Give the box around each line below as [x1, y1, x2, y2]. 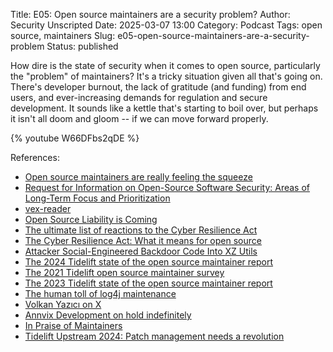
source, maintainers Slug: [10, 30, 116, 41]
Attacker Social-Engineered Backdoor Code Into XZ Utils [24, 245, 258, 257]
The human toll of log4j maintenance [24, 288, 177, 299]
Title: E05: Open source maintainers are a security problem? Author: [10, 9, 291, 20]
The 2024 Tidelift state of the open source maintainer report [24, 256, 274, 268]
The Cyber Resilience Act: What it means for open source [24, 235, 262, 246]
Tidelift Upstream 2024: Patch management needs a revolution [24, 330, 285, 342]
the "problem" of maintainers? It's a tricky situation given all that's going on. [10, 70, 323, 82]
